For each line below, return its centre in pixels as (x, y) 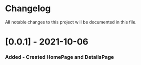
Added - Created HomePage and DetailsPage (59, 57)
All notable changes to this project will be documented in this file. (71, 22)
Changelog (28, 9)
